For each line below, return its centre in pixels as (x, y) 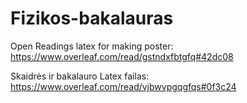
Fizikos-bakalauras (92, 18)
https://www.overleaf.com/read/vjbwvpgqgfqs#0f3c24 (123, 86)
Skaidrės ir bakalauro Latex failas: (80, 76)
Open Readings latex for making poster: (92, 46)
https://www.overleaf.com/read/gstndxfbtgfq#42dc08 (122, 56)
